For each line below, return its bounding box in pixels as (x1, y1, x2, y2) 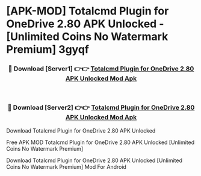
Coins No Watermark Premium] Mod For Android (6, 163, 126, 170)
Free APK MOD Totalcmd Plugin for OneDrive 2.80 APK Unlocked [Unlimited (6, 139, 194, 146)
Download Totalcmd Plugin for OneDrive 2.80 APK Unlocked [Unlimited (6, 157, 182, 164)
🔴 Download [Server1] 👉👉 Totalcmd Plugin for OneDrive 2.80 (8, 64, 194, 73)
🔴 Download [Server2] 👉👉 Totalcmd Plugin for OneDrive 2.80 (7, 104, 195, 112)
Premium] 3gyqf (6, 43, 89, 57)
